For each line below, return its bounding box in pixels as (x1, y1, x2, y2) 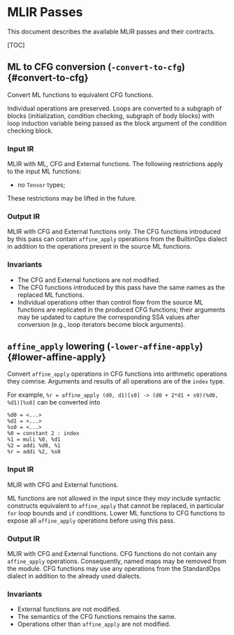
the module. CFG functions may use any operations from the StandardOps (7, 564, 221, 573)
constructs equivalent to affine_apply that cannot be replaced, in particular (7, 501, 225, 510)
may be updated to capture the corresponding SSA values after (17, 312, 200, 321)
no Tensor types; (17, 181, 66, 189)
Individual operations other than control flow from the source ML (17, 298, 204, 306)
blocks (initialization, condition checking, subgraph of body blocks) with (7, 111, 214, 119)
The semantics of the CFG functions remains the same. (17, 613, 177, 621)
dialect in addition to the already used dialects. (7, 572, 142, 581)
